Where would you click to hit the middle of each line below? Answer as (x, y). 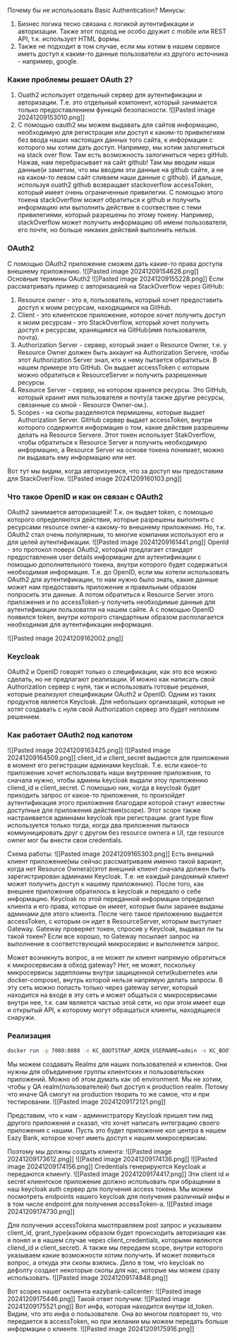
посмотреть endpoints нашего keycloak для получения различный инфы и (119, 1196)
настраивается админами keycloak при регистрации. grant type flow (110, 818)
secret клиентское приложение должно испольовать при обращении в (114, 1181)
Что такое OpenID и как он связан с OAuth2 (85, 497)
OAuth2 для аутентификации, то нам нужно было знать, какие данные (113, 579)
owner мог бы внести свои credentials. (65, 840)
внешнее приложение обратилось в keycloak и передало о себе (104, 891)
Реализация (29, 1036)
